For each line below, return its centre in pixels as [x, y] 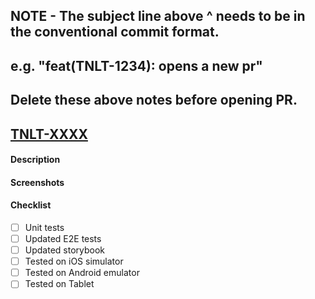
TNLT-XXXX [49, 134]
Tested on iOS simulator [74, 261]
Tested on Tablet [59, 284]
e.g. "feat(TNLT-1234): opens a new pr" [136, 65]
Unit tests [44, 227]
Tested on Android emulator [82, 273]
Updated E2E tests [63, 239]
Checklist [31, 205]
